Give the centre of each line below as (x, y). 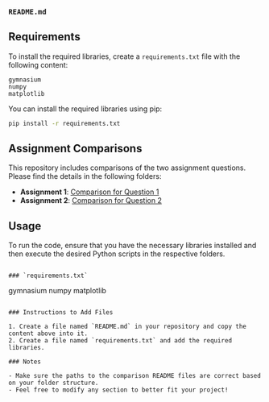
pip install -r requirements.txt (64, 123)
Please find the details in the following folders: (85, 176)
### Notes (25, 362)
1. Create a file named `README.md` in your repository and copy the (128, 327)
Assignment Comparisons (75, 149)
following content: (38, 64)
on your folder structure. (54, 383)
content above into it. (48, 334)
